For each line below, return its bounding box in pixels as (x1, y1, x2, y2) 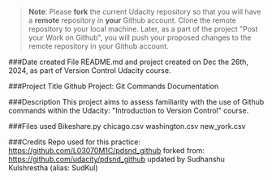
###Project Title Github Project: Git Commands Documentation (8, 81, 219, 91)
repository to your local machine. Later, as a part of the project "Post (28, 24, 258, 33)
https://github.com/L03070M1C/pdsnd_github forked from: (8, 146, 205, 155)
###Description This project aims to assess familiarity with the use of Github (8, 97, 265, 106)
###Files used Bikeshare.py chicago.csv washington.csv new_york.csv (8, 122, 246, 131)
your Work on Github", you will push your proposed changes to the (28, 32, 252, 42)
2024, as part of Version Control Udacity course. (8, 66, 171, 75)
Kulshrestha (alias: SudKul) (8, 163, 99, 173)
